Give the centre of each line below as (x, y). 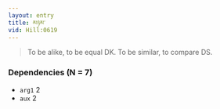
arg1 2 (30, 89)
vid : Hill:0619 (33, 30)
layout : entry (31, 15)
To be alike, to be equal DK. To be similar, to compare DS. (120, 53)
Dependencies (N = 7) (50, 73)
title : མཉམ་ (27, 23)
